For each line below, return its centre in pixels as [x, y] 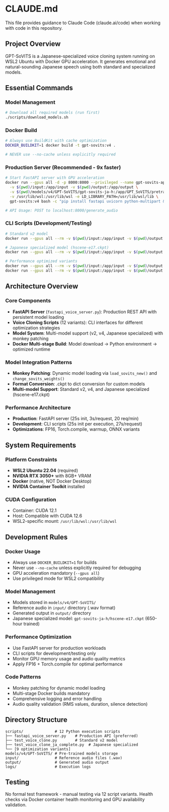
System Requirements [41, 445]
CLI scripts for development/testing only [54, 653]
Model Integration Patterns [39, 362]
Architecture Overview [42, 286]
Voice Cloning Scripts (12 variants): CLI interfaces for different [78, 322]
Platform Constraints [31, 459]
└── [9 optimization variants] [38, 749]
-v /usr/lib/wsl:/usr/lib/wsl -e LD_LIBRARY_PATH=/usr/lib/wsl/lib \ [84, 196]
